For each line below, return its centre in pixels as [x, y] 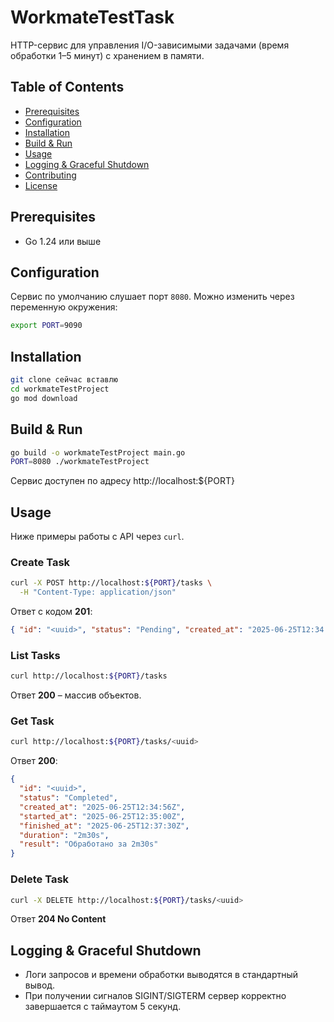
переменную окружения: [64, 307]
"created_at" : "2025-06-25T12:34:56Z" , [102, 807]
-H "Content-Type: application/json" [98, 592]
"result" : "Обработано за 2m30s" [89, 844]
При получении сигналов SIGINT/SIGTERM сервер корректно [155, 996]
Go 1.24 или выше [63, 241]
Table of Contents [67, 87]
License [41, 185]
